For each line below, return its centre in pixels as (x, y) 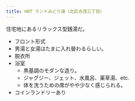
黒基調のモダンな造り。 (51, 70)
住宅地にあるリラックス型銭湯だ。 (47, 29)
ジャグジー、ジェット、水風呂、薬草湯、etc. (76, 78)
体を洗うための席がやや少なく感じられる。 (75, 85)
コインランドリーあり (40, 92)
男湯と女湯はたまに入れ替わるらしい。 (60, 48)
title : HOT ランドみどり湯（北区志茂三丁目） (56, 11)
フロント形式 (30, 41)
